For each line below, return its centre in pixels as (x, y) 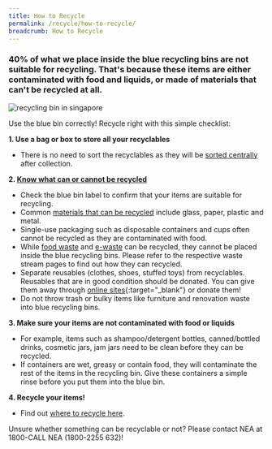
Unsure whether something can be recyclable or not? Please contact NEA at (136, 429)
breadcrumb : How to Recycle (56, 31)
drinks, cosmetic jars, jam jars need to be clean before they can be (132, 347)
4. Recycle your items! (47, 397)
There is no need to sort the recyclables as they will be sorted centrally (139, 154)
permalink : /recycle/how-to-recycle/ (72, 24)
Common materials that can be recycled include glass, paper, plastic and (142, 212)
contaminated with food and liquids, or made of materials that (133, 80)
